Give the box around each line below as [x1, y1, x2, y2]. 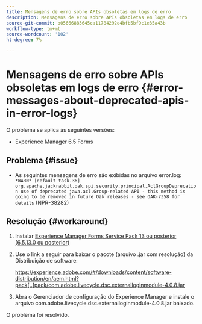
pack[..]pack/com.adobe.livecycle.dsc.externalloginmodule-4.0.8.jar [14, 281, 185, 288]
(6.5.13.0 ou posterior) [14, 238, 70, 246]
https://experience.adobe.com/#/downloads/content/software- [14, 269, 172, 276]
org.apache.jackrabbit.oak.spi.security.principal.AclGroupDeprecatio [14, 183, 197, 189]
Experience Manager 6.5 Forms [14, 138, 93, 145]
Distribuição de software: [14, 257, 78, 264]
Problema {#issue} [6, 155, 78, 166]
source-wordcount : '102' [6, 31, 69, 37]
